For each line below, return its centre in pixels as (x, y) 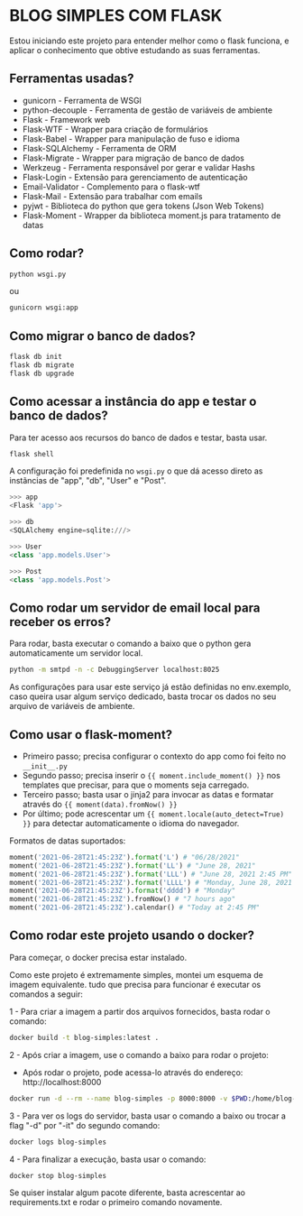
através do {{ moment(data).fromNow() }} (100, 804)
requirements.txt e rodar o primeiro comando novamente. (116, 1202)
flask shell (32, 454)
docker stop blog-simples (58, 1175)
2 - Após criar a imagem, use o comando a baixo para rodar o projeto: (139, 1055)
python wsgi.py (38, 274)
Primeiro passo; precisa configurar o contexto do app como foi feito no (154, 756)
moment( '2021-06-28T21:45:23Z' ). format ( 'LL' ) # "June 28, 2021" (133, 866)
